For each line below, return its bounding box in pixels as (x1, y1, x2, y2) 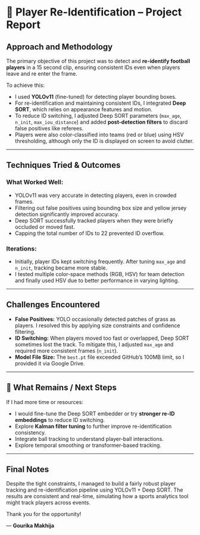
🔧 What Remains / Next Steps (6, 383, 117, 393)
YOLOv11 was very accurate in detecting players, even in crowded (14, 192, 177, 199)
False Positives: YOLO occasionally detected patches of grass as (14, 315, 176, 323)
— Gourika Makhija (6, 522, 55, 529)
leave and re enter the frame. (6, 70, 77, 77)
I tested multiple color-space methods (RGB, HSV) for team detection (14, 270, 185, 277)
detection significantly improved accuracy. (14, 211, 120, 218)
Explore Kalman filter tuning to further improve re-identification (14, 423, 172, 430)
